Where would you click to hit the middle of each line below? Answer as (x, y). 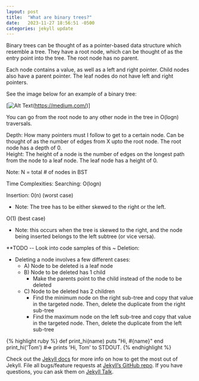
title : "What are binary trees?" (49, 17)
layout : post (22, 12)
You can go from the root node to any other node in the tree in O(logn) (93, 117)
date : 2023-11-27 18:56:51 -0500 (50, 23)
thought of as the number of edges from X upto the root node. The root (94, 142)
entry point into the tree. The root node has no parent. (73, 58)
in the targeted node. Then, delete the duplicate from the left (107, 323)
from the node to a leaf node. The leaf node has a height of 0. (82, 161)
